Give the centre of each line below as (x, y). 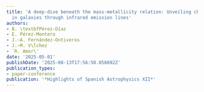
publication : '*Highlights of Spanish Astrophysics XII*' (81, 79)
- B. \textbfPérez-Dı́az (36, 29)
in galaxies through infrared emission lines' (72, 18)
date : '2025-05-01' (31, 57)
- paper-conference (31, 74)
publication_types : (31, 68)
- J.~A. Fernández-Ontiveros (43, 40)
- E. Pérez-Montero (31, 34)
